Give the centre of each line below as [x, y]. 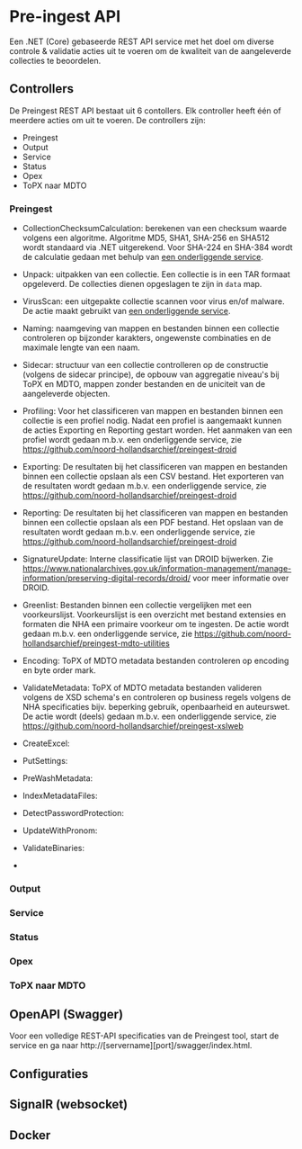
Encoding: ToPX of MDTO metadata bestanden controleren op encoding [155, 661]
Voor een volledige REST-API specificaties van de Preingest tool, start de [144, 1036]
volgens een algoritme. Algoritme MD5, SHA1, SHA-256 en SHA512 [146, 238]
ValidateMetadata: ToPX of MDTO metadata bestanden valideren [142, 688]
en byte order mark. [59, 670]
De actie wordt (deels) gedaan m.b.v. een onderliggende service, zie [149, 716]
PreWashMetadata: [58, 778]
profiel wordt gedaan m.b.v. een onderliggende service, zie [132, 440]
